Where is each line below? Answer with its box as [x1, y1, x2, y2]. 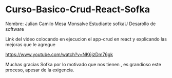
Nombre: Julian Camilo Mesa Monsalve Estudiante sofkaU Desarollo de [5, 21, 156, 27]
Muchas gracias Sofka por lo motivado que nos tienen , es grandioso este [5, 61, 162, 67]
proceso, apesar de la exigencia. [5, 67, 74, 73]
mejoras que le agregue [5, 41, 55, 47]
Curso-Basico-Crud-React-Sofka [5, 4, 150, 15]
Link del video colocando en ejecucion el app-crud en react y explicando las [5, 36, 167, 42]
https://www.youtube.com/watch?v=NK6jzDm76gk [5, 51, 113, 57]
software [5, 26, 24, 32]
